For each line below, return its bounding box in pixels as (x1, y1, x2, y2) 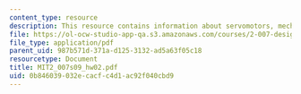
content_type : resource (9, 13, 99, 22)
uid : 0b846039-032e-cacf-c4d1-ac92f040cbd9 (9, 72, 175, 81)
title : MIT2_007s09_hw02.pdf (9, 64, 118, 73)
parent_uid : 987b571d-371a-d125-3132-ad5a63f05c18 (9, 47, 202, 56)
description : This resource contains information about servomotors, (9, 21, 275, 30)
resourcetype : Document (9, 55, 99, 64)
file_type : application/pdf (9, 38, 115, 47)
